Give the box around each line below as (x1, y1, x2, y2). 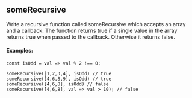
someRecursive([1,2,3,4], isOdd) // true (6, 71, 112, 77)
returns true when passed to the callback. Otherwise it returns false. (6, 33, 176, 41)
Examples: (6, 47, 33, 54)
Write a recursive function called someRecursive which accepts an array (6, 20, 186, 27)
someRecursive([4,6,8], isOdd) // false (6, 81, 110, 87)
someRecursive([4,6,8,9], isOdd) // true (6, 76, 112, 82)
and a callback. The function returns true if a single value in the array (6, 27, 178, 34)
